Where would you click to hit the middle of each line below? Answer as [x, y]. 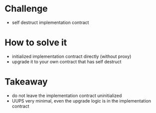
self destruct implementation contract [50, 22]
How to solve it [36, 43]
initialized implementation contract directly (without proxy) [72, 56]
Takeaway [26, 82]
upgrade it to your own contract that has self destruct [67, 61]
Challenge [26, 9]
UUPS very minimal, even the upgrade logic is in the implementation [81, 101]
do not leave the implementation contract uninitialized [67, 96]
